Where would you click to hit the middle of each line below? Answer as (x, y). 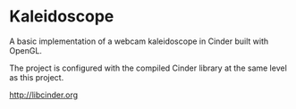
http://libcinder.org (44, 95)
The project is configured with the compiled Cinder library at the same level (148, 68)
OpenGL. (26, 50)
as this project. (37, 77)
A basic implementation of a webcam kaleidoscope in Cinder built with (139, 41)
